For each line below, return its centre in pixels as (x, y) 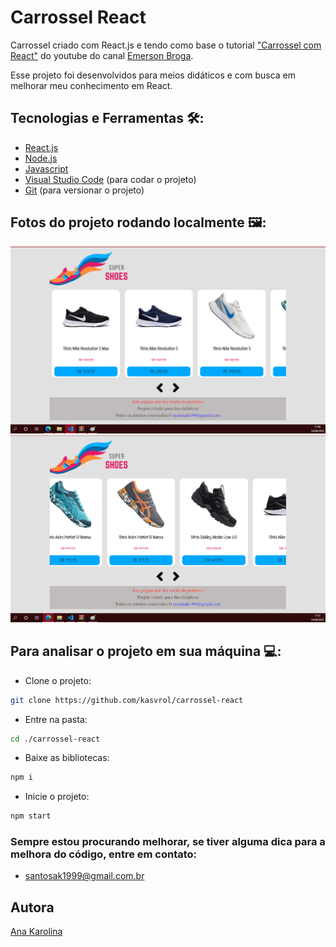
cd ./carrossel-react (55, 739)
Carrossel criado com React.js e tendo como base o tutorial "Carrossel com (166, 45)
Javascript (46, 168)
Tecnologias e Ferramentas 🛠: (107, 118)
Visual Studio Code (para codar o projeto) (110, 179)
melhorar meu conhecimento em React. (91, 85)
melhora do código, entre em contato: (104, 854)
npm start (31, 816)
